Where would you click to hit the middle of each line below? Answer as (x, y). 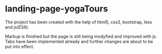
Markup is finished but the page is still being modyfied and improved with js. (81, 36)
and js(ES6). (17, 27)
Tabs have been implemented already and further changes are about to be (79, 41)
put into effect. (20, 46)
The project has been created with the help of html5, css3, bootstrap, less (79, 22)
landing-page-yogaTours (57, 9)
